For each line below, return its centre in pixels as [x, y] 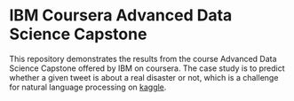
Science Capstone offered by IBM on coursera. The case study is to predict [147, 68]
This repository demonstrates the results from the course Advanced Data [143, 58]
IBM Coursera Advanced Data [121, 16]
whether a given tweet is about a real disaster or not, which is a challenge [144, 77]
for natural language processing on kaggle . [88, 87]
